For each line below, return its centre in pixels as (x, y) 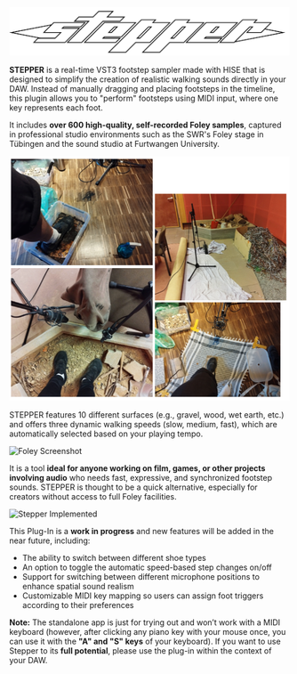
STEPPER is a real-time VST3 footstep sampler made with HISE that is (137, 70)
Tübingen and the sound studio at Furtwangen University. (115, 144)
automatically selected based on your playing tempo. (106, 434)
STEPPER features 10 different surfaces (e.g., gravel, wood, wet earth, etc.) (147, 414)
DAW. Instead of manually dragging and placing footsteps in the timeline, (142, 89)
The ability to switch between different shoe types (114, 557)
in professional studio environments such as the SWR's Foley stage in (136, 134)
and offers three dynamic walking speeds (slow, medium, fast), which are (143, 424)
